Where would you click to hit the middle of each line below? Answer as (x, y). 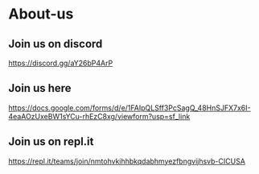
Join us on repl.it (51, 142)
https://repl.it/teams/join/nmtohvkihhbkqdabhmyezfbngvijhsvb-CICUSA (127, 161)
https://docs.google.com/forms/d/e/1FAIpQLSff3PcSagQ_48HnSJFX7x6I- (129, 108)
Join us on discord (55, 44)
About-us (41, 14)
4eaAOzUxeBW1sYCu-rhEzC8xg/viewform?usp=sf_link (99, 116)
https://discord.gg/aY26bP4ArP (61, 63)
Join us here (40, 88)
